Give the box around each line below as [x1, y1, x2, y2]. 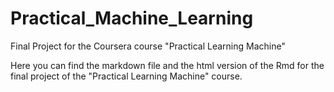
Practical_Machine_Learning [10, 7, 254, 30]
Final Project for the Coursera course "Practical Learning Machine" [10, 40, 286, 52]
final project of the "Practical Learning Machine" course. [10, 70, 243, 82]
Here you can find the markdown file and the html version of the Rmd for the [10, 59, 325, 71]
